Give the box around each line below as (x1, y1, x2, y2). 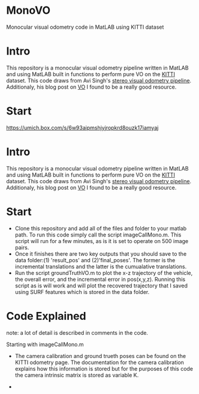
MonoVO (6, 4, 51, 17)
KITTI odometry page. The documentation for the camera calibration (14, 359, 185, 366)
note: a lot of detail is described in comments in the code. (6, 329, 149, 336)
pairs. (14, 244, 29, 251)
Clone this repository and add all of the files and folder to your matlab (14, 225, 187, 232)
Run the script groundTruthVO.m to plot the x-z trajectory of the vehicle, (14, 269, 193, 276)
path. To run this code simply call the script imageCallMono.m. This (14, 231, 182, 238)
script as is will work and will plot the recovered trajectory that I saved (14, 282, 188, 289)
